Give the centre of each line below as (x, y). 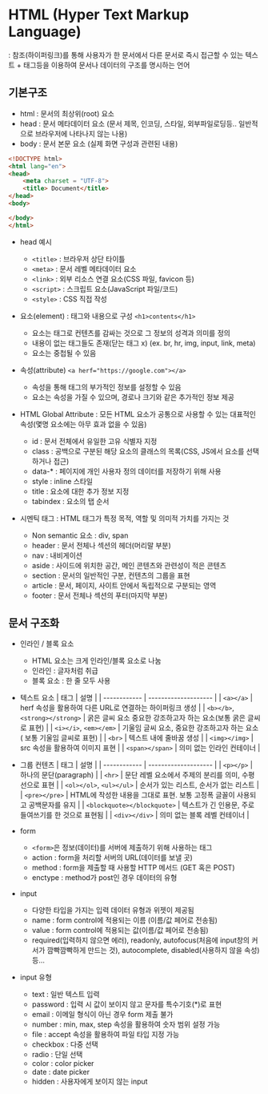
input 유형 (36, 977)
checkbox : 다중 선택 (65, 1044)
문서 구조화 (34, 623)
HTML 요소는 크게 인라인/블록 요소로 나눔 (96, 661)
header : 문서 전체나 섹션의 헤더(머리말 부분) (102, 545)
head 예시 (36, 241)
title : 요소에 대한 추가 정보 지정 (80, 491)
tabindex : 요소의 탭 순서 (70, 501)
